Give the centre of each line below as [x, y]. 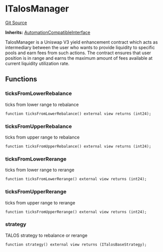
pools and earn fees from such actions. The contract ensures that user [78, 53]
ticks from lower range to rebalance [42, 104]
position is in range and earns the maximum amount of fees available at [79, 58]
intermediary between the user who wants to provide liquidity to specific [80, 47]
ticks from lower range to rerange [40, 170]
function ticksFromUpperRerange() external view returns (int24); [76, 212]
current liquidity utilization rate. [37, 63]
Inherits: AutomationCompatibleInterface [48, 32]
